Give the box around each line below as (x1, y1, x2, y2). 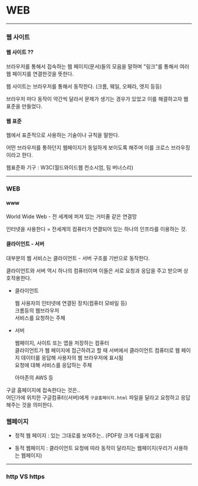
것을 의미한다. (21, 401, 54, 408)
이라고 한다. (6, 152, 34, 159)
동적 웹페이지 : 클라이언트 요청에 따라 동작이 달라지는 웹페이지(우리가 (14, 444, 173, 451)
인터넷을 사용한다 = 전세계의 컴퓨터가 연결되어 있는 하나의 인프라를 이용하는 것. (6, 225, 187, 233)
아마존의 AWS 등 (14, 374, 54, 381)
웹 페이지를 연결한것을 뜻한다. (6, 70, 74, 77)
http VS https (6, 472, 45, 481)
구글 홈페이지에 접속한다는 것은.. (6, 386, 81, 393)
